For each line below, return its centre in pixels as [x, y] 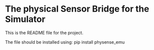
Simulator [25, 19]
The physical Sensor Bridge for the [77, 9]
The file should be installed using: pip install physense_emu [65, 42]
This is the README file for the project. [44, 33]
